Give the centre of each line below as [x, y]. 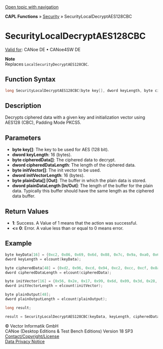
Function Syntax [30, 79]
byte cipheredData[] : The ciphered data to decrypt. [64, 160]
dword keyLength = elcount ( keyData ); [43, 259]
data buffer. [24, 196]
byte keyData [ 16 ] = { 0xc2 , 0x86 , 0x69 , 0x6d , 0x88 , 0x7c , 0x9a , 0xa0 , [78, 255]
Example [18, 243]
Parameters [23, 138]
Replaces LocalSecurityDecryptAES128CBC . [47, 64]
